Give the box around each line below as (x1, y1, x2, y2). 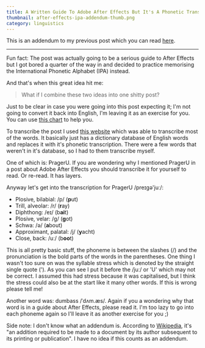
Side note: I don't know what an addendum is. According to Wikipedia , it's (6, 322, 192, 330)
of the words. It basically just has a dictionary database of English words (6, 134, 189, 142)
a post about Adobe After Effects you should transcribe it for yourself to (6, 165, 187, 173)
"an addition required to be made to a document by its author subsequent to (6, 328, 198, 336)
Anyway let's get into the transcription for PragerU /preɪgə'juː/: (6, 184, 164, 191)
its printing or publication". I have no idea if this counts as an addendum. (6, 335, 188, 343)
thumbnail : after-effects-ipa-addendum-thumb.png (6, 15, 135, 21)
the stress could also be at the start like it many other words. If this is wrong (6, 279, 197, 286)
